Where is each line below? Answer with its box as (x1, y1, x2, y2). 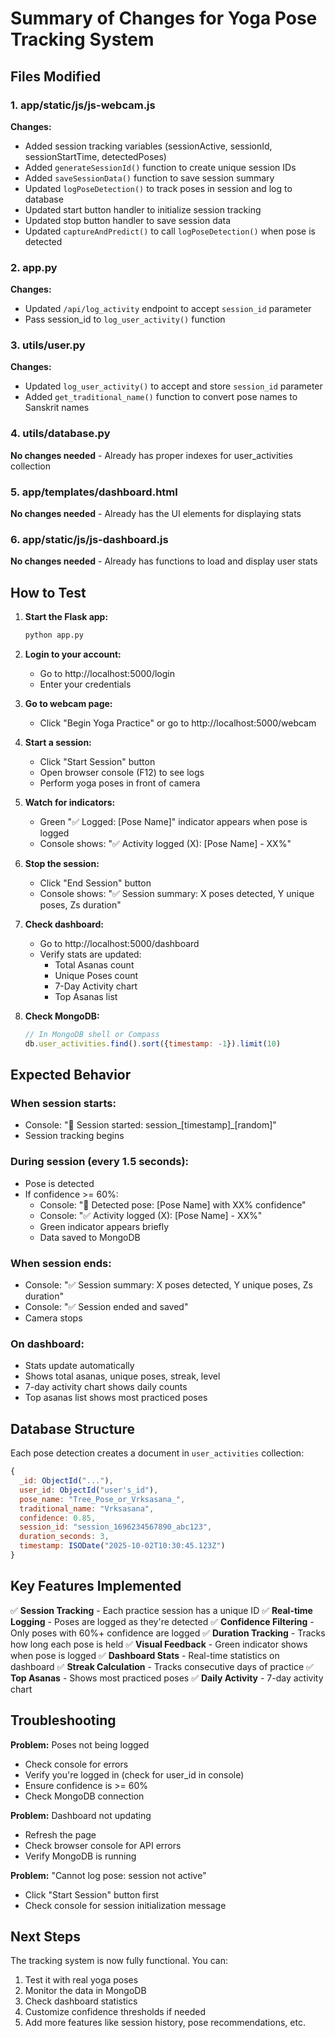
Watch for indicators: (24, 797, 116, 809)
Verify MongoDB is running (24, 1850, 137, 1862)
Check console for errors (24, 1758, 129, 1770)
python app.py (24, 630, 84, 641)
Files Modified (10, 68, 102, 85)
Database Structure (10, 1420, 135, 1437)
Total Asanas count (54, 959, 135, 971)
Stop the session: (24, 858, 100, 870)
